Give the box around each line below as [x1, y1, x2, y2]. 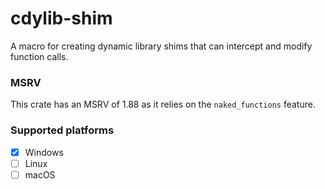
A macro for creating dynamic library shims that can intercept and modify [10, 40, 313, 52]
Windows [24, 146, 64, 158]
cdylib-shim [10, 7, 113, 30]
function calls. [10, 50, 69, 62]
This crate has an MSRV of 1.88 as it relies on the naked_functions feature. [10, 98, 316, 111]
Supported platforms [10, 123, 115, 137]
